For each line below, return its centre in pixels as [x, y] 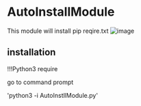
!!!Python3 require [33, 68]
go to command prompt [40, 82]
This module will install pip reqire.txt [58, 31]
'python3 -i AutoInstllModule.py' [52, 95]
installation [31, 52]
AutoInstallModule [61, 12]
